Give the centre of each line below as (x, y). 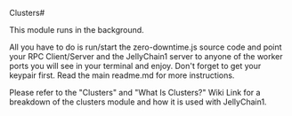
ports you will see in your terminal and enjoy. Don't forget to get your (135, 66)
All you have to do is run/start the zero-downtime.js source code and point (146, 47)
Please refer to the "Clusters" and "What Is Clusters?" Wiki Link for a (135, 93)
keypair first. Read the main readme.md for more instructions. (122, 75)
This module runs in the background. (77, 30)
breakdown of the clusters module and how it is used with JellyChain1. (138, 102)
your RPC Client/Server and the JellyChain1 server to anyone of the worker (146, 56)
